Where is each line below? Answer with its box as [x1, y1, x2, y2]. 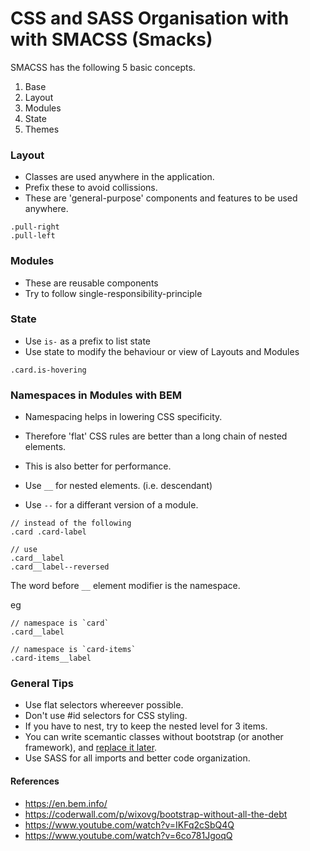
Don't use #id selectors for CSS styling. [24, 710, 188, 722]
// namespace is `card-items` [10, 645, 137, 655]
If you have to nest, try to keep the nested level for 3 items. [24, 720, 268, 732]
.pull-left [10, 231, 56, 241]
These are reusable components [24, 277, 159, 289]
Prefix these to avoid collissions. [24, 182, 158, 194]
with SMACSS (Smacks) [10, 28, 213, 51]
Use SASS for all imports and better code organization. [24, 752, 251, 764]
